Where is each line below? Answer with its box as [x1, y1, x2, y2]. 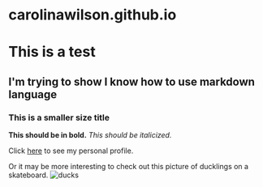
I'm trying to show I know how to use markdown [8, 74, 256, 88]
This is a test [8, 43, 96, 62]
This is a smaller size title [8, 112, 110, 123]
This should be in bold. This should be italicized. [8, 130, 172, 140]
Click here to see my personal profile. [8, 146, 134, 155]
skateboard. [8, 170, 49, 180]
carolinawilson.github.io [8, 6, 177, 24]
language [8, 87, 58, 101]
